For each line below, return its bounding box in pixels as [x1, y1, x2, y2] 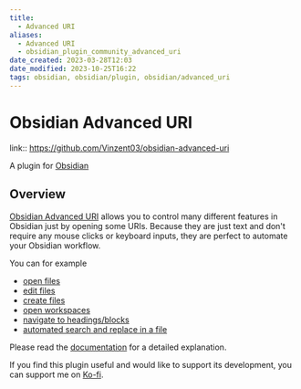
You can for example [9, 258, 88, 268]
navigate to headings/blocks [22, 314, 130, 325]
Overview [9, 186, 67, 202]
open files [22, 275, 61, 286]
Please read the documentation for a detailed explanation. [9, 342, 227, 352]
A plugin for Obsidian [9, 160, 89, 171]
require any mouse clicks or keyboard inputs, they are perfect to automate [9, 230, 288, 241]
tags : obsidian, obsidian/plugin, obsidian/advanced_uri [9, 73, 231, 82]
